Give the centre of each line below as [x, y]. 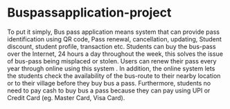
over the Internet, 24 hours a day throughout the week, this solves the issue [115, 54]
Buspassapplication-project [89, 13]
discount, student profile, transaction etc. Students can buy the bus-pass [112, 46]
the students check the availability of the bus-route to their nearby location [114, 76]
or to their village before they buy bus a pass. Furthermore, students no [109, 83]
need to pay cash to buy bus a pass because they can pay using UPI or [109, 90]
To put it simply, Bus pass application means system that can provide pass [114, 32]
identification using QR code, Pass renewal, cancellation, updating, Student [114, 39]
